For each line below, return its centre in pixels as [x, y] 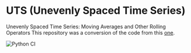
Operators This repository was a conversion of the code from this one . [91, 32]
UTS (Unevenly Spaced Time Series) [96, 11]
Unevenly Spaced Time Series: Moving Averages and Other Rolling [86, 26]
